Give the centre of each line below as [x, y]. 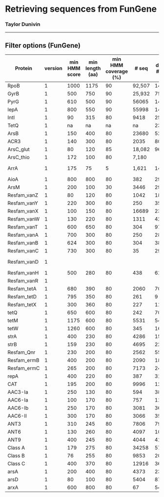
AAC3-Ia [18, 392]
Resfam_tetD [22, 297]
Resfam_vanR [23, 281]
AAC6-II [17, 416]
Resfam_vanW [24, 219]
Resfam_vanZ [23, 195]
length [93, 68]
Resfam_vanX [23, 211]
